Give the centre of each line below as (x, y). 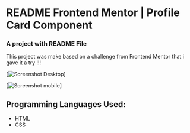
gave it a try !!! (24, 63)
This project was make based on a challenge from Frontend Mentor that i (95, 57)
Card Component (50, 25)
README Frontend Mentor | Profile (93, 13)
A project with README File (47, 44)
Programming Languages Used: (66, 104)
